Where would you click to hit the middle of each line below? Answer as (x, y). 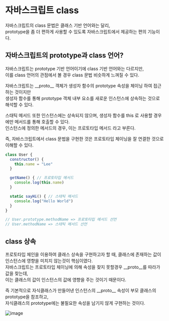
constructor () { (27, 159)
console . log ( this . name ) (39, 182)
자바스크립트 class (42, 10)
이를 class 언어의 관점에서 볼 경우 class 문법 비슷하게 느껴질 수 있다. (72, 75)
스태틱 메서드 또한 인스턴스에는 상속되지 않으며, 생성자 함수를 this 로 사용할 (79, 115)
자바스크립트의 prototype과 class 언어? (64, 55)
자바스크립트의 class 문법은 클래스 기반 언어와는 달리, (58, 25)
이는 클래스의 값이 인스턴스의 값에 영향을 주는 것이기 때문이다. (66, 280)
